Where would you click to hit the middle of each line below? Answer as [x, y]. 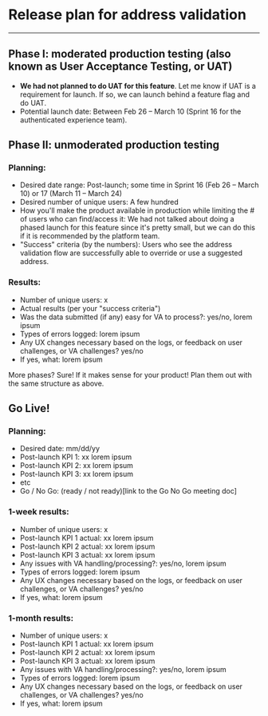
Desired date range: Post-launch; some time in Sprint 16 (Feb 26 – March [139, 185]
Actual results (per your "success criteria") [90, 308]
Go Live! [29, 408]
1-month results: [41, 618]
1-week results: [39, 512]
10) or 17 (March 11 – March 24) [71, 194]
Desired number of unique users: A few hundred [99, 202]
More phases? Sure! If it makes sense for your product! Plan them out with [130, 374]
